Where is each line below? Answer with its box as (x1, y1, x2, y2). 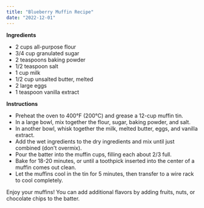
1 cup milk (15, 69, 41, 76)
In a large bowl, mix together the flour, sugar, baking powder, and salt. (15, 118, 191, 125)
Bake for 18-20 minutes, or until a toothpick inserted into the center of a (15, 157, 195, 164)
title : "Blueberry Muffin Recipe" (6, 9, 94, 15)
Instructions (6, 100, 38, 107)
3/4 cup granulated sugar (15, 49, 80, 57)
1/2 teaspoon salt (15, 62, 59, 70)
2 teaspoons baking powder (15, 56, 86, 63)
